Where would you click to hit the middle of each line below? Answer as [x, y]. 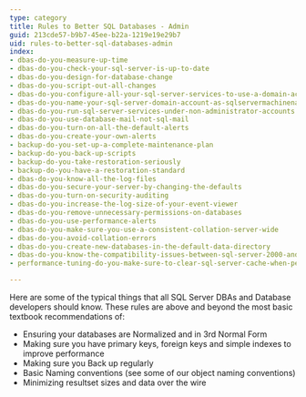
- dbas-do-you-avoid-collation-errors [83, 238]
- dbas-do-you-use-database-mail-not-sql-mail [99, 119]
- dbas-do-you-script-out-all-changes [83, 86]
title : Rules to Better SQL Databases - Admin [99, 26]
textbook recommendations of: [67, 316]
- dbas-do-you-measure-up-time [69, 60]
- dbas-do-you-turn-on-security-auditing [89, 196]
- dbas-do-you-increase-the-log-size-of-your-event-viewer [124, 204]
